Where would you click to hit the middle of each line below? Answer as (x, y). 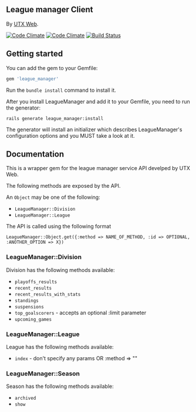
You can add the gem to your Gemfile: (52, 68)
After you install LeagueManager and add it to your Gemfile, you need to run (98, 101)
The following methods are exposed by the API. (63, 186)
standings (27, 300)
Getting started (35, 54)
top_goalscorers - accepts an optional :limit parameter (80, 313)
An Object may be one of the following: (53, 197)
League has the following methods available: (60, 347)
